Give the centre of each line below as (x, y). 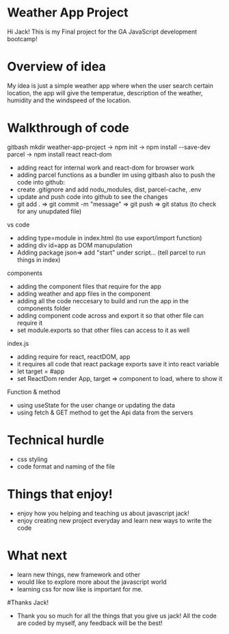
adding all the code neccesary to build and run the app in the (103, 301)
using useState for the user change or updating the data (96, 405)
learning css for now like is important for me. (80, 589)
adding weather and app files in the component (84, 294)
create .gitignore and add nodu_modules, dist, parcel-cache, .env (109, 189)
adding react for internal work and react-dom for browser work (106, 167)
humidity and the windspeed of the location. (69, 100)
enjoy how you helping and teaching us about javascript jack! (103, 513)
